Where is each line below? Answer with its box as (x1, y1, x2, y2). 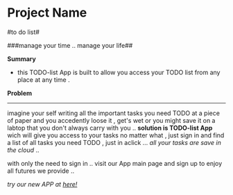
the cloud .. (7, 146, 40, 154)
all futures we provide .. (7, 167, 75, 175)
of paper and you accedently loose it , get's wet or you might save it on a (7, 116, 216, 124)
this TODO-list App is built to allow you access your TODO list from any (17, 68, 221, 76)
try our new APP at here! (7, 180, 78, 188)
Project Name (7, 5, 87, 21)
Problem (7, 89, 33, 97)
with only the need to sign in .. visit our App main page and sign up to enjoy (7, 159, 223, 167)
